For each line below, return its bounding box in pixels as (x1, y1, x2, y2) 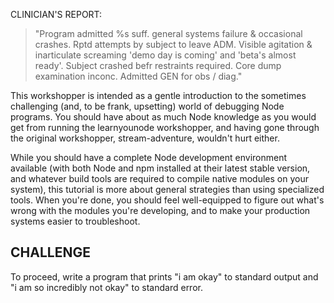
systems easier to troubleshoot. (10, 215, 141, 227)
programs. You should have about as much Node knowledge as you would (10, 111, 317, 123)
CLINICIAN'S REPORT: (10, 9, 103, 20)
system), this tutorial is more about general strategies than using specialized (10, 184, 325, 195)
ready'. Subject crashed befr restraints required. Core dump (34, 60, 282, 71)
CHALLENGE (10, 244, 91, 261)
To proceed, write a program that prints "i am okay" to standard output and (10, 270, 319, 283)
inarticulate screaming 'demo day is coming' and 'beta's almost (34, 49, 297, 61)
